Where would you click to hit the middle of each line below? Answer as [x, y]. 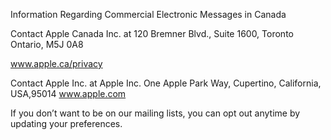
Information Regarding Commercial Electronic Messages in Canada [148, 14]
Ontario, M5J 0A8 [47, 44]
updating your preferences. [66, 123]
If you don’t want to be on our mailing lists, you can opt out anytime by [155, 113]
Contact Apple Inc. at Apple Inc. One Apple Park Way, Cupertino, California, [166, 83]
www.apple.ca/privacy [56, 63]
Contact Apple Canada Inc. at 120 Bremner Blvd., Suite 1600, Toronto [152, 33]
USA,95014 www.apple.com [68, 93]
